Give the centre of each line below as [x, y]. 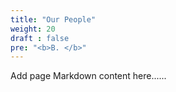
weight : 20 [33, 29]
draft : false [40, 38]
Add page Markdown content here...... [88, 76]
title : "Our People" [53, 19]
